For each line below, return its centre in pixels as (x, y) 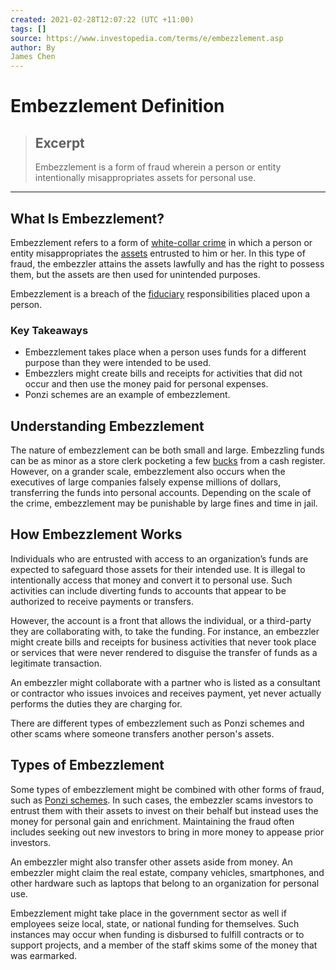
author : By (33, 47)
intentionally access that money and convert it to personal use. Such (151, 580)
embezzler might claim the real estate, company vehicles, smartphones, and (167, 872)
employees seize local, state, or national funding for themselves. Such (155, 923)
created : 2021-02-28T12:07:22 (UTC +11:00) (102, 19)
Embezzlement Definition (117, 106)
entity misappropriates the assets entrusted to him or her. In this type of (158, 253)
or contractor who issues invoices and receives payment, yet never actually (166, 693)
